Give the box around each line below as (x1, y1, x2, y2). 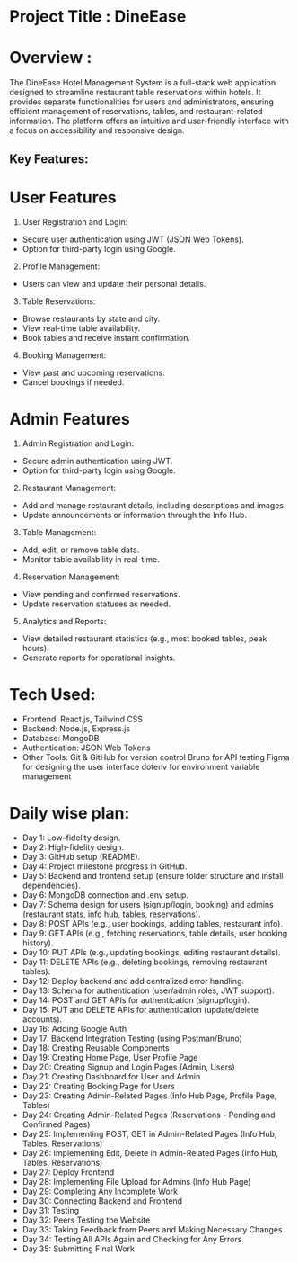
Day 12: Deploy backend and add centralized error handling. (22, 976, 245, 987)
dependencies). (22, 880, 81, 891)
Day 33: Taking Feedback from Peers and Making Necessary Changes (22, 1224, 283, 1235)
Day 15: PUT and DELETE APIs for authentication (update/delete (22, 1005, 259, 1016)
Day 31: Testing (22, 1205, 79, 1216)
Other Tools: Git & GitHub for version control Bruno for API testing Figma (22, 752, 290, 763)
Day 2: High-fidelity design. (22, 842, 125, 853)
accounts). (22, 1014, 63, 1025)
